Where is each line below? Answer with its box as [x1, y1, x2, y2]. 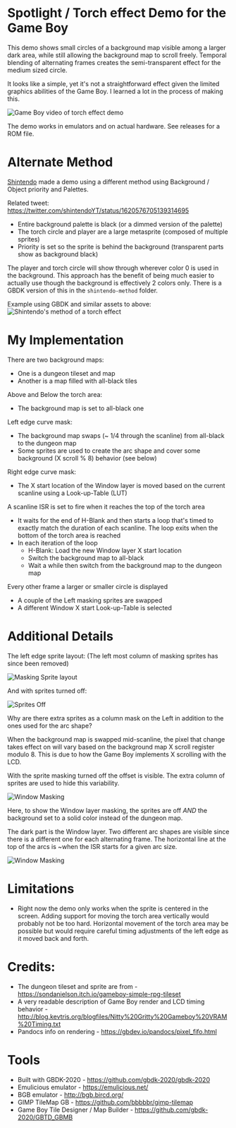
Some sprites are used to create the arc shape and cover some [17, 446, 201, 455]
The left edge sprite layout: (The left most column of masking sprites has [7, 651, 218, 660]
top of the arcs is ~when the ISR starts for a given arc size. [7, 842, 178, 850]
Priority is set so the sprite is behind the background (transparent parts [17, 242, 224, 251]
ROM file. [7, 129, 35, 138]
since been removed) [7, 659, 69, 667]
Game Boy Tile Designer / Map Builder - [17, 1105, 134, 1114]
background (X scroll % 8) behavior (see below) [17, 453, 157, 462]
